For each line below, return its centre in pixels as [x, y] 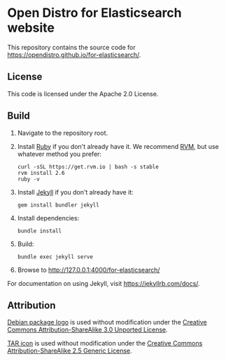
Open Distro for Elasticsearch [94, 13]
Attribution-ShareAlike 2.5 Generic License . [70, 351]
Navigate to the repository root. [63, 133]
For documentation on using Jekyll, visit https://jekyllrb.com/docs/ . [104, 283]
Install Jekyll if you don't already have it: [76, 192]
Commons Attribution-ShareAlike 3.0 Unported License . [87, 330]
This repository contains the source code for [71, 47]
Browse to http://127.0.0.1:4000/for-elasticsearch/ [89, 270]
